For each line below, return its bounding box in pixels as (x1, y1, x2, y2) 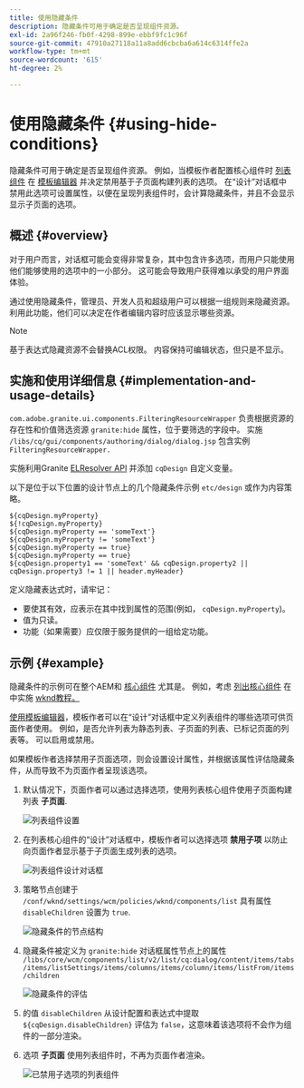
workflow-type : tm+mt (9, 47, 91, 56)
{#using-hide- (108, 114, 218, 134)
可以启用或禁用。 (34, 734, 100, 745)
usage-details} (9, 387, 96, 404)
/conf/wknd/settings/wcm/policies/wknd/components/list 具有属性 (22, 896, 272, 907)
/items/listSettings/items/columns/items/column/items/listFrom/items (22, 964, 295, 973)
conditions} (9, 133, 100, 154)
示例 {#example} (9, 655, 105, 671)
